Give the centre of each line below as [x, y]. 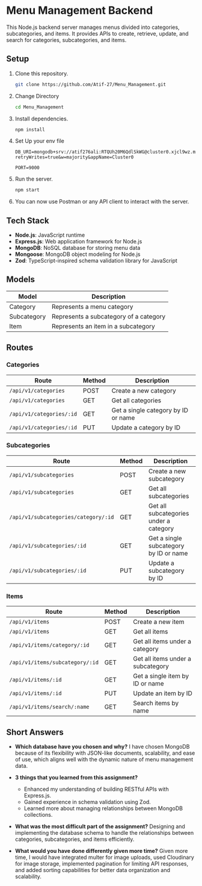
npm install [30, 129]
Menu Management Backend [80, 11]
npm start [27, 190]
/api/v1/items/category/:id [49, 645]
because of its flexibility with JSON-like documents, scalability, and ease [105, 753]
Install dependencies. [41, 119]
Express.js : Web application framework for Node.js [78, 242]
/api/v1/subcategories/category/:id [62, 517]
